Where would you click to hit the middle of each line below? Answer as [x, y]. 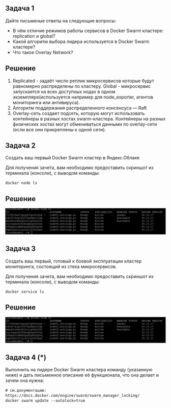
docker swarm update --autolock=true [45, 401]
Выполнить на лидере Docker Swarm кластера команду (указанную [79, 370]
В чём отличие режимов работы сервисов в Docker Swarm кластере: [88, 31]
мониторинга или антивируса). [46, 102]
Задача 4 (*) [26, 357]
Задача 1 [20, 8]
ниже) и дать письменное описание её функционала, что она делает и [82, 375]
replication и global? [34, 36]
